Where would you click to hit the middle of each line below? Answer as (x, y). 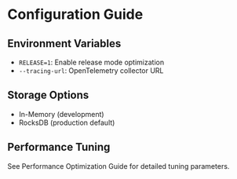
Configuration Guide (75, 15)
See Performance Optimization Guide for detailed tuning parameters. (118, 166)
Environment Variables (64, 44)
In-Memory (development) (61, 114)
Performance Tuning (59, 147)
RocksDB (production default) (67, 122)
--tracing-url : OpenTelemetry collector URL (91, 71)
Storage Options (48, 95)
